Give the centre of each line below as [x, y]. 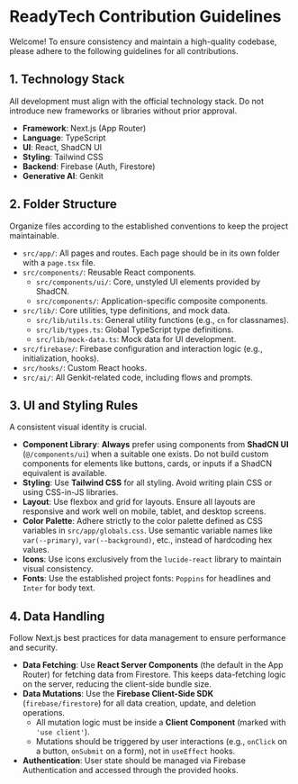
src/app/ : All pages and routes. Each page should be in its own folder [151, 253]
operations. [44, 713]
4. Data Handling [57, 616]
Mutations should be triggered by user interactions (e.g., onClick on [162, 742]
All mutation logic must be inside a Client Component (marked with [161, 723]
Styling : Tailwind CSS [63, 157]
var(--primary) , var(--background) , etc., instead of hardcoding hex [147, 540]
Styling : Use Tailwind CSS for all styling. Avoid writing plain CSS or [147, 482]
